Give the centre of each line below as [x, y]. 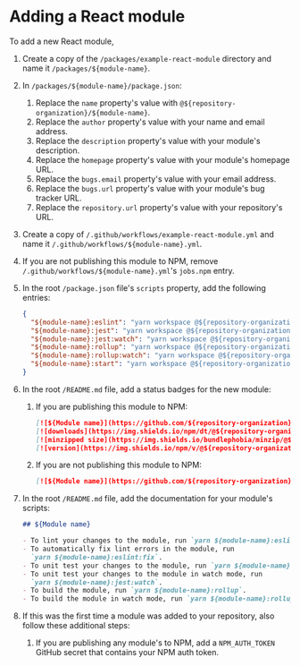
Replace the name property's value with [107, 102]
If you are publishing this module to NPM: [112, 406]
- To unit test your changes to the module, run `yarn [126, 566]
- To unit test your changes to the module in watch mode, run [142, 574]
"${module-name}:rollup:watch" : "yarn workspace [123, 355]
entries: [36, 297]
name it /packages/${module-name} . [86, 68]
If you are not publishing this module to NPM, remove [120, 260]
